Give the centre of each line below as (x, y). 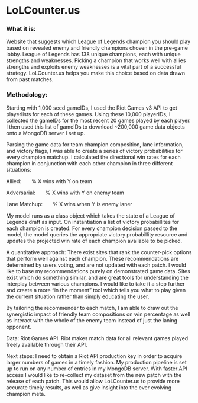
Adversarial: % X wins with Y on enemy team (65, 193)
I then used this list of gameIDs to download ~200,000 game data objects (95, 127)
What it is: (21, 29)
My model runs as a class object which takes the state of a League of (91, 215)
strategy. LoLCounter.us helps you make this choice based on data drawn (95, 73)
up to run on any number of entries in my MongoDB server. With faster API (97, 369)
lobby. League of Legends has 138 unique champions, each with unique (94, 55)
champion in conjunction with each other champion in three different (90, 163)
